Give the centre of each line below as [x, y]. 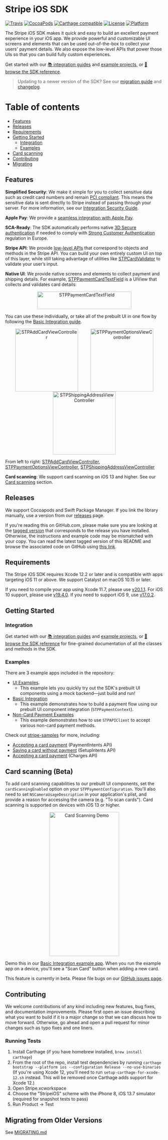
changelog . [29, 87]
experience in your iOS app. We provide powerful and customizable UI [78, 38]
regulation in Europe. [27, 238]
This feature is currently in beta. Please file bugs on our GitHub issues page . [84, 978]
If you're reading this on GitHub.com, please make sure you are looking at [81, 525]
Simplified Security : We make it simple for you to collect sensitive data [79, 192]
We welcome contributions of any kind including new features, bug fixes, [80, 1006]
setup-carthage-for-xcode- [132, 1073]
